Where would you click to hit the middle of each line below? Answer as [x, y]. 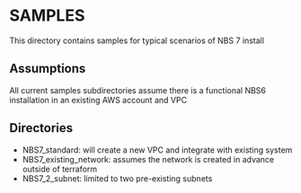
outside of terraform [60, 169]
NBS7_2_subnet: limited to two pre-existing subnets [117, 178]
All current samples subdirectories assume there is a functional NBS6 [138, 90]
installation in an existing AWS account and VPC [98, 100]
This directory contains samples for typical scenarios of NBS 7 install [137, 40]
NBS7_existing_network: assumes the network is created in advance [148, 159]
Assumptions [48, 69]
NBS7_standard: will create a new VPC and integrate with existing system [157, 150]
